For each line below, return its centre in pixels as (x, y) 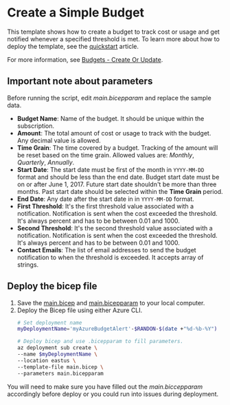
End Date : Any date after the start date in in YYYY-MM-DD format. (105, 199)
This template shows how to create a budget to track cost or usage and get (113, 32)
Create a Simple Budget (76, 13)
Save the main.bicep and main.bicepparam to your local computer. (111, 303)
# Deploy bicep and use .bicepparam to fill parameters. (100, 342)
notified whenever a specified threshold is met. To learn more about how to (113, 39)
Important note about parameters (80, 81)
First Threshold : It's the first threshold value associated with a (105, 206)
